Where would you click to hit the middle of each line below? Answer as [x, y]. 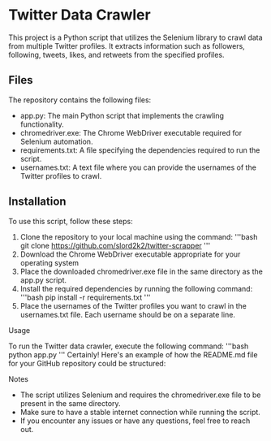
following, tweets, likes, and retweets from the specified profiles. [116, 54]
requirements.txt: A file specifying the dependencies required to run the [140, 150]
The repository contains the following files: [80, 100]
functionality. [42, 124]
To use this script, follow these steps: [71, 221]
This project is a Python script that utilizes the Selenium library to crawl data [135, 37]
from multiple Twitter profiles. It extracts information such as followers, [127, 45]
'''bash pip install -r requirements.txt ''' [85, 297]
